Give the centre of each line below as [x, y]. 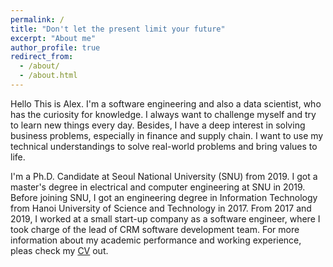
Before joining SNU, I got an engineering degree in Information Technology [164, 197]
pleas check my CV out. [59, 250]
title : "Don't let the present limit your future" [118, 29]
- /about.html [48, 76]
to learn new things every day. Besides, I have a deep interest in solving [158, 125]
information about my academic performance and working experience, [156, 240]
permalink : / [37, 19]
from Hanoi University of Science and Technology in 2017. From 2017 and [161, 208]
